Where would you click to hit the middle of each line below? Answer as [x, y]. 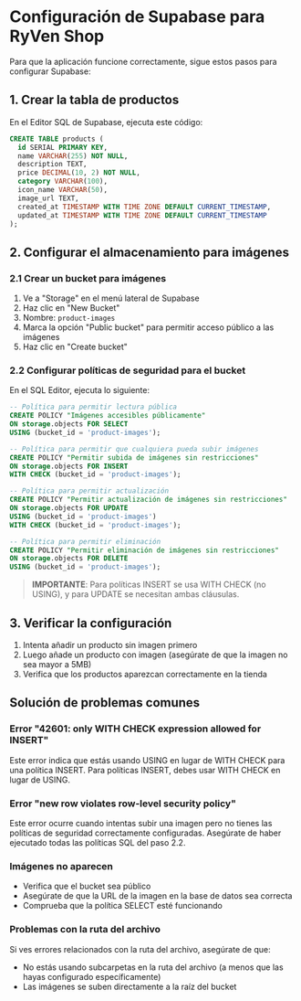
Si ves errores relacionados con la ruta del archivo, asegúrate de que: [140, 949]
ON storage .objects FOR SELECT [69, 424]
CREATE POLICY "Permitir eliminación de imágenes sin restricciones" [145, 550]
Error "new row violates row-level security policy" [123, 804]
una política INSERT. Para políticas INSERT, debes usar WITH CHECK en [145, 770]
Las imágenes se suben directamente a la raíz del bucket [130, 986]
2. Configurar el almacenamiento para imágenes [150, 252]
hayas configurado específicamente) [92, 976]
